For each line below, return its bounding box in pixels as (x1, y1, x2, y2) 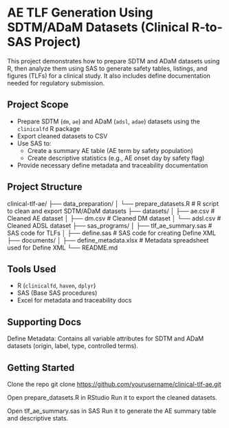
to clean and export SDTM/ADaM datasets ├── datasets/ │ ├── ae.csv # (7, 207, 215, 215)
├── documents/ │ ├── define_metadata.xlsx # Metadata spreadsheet (7, 236, 209, 244)
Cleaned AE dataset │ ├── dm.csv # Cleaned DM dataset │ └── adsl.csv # (7, 214, 221, 222)
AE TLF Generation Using (7, 5, 153, 21)
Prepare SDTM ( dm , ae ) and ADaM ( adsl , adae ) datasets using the (17, 117, 201, 125)
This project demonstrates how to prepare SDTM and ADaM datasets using (7, 57, 220, 65)
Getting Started (7, 362, 75, 374)
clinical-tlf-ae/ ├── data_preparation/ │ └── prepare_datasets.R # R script (7, 199, 219, 207)
